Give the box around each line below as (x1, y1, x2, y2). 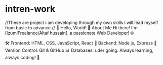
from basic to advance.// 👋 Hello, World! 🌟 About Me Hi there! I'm (5, 24, 138, 30)
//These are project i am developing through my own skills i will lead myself (5, 20, 158, 25)
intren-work (5, 3, 55, 15)
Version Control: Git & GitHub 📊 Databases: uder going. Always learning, (5, 47, 154, 53)
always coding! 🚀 (5, 54, 40, 60)
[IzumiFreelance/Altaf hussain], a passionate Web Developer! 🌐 (5, 30, 134, 36)
